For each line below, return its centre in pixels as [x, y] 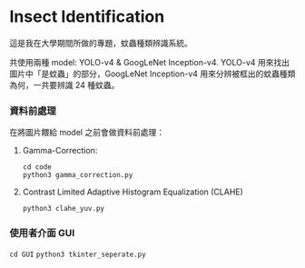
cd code [37, 167]
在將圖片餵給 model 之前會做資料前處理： [87, 133]
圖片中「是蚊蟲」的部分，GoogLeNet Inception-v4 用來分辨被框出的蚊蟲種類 [152, 74]
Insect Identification [87, 17]
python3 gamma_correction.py [78, 175]
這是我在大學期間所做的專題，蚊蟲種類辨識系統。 [101, 43]
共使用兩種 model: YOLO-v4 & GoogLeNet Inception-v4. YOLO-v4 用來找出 [150, 62]
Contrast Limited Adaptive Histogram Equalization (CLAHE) [133, 192]
